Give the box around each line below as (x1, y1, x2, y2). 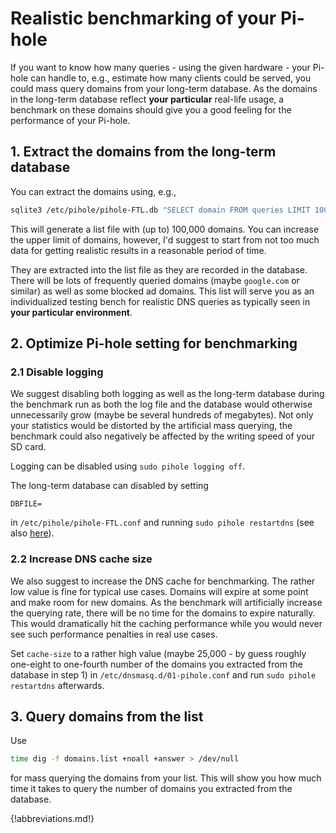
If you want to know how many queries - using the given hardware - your (10, 61, 311, 73)
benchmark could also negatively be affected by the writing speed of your (10, 430, 316, 442)
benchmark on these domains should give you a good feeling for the (10, 103, 292, 116)
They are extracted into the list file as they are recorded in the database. (10, 263, 308, 276)
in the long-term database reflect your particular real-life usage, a (10, 93, 285, 105)
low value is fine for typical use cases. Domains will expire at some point (10, 585, 309, 597)
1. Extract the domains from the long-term (10, 143, 277, 161)
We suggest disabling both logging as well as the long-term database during (10, 388, 325, 400)
